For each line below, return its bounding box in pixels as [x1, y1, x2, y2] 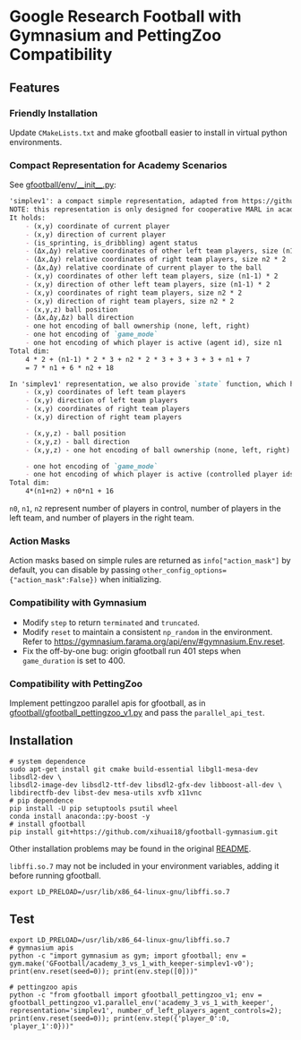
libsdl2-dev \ [9, 772, 63, 781]
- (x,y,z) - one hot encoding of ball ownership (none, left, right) [25, 445, 291, 454]
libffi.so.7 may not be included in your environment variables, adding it [9, 860, 279, 871]
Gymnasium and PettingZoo [9, 25, 222, 46]
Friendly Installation [9, 107, 99, 119]
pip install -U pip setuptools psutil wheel [9, 804, 178, 812]
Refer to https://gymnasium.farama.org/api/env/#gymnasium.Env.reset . [21, 636, 286, 647]
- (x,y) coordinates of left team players [25, 388, 186, 397]
